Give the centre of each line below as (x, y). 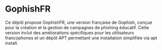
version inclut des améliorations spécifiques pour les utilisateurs (70, 33)
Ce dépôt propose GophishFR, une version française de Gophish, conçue (79, 22)
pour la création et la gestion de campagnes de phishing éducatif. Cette (77, 27)
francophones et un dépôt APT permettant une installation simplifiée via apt (81, 38)
